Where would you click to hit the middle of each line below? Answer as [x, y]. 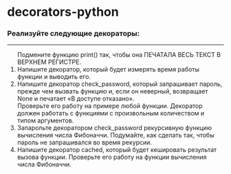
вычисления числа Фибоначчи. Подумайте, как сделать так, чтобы [115, 135]
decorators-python [63, 12]
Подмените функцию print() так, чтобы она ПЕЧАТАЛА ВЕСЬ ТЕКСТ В [119, 55]
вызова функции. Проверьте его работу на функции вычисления [112, 157]
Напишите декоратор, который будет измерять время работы [108, 69]
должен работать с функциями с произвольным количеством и [111, 113]
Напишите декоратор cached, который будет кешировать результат [117, 150]
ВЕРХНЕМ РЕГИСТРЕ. [49, 62]
